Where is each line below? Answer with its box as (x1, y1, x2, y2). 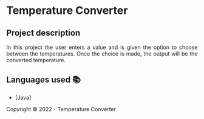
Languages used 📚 (6, 75, 81, 85)
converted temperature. (6, 57, 66, 63)
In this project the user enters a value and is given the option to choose (6, 43, 198, 51)
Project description (6, 28, 81, 38)
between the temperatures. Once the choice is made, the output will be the (6, 50, 198, 57)
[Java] (15, 94, 32, 101)
